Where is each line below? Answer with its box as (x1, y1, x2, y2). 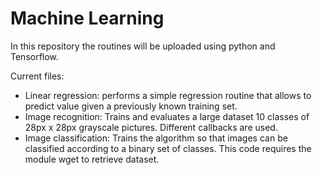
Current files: (10, 70, 65, 82)
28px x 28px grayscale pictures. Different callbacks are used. (24, 121, 278, 133)
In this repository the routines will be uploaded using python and (10, 40, 276, 52)
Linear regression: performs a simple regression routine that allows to (24, 89, 312, 101)
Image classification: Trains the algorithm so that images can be (24, 132, 288, 144)
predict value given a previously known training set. (24, 100, 238, 112)
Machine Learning (10, 7, 165, 30)
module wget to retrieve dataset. (24, 153, 160, 165)
